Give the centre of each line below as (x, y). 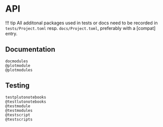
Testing (17, 86)
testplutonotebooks (26, 97)
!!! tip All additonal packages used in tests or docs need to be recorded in (81, 23)
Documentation (30, 49)
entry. (11, 33)
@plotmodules (19, 70)
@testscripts (19, 119)
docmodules (17, 61)
